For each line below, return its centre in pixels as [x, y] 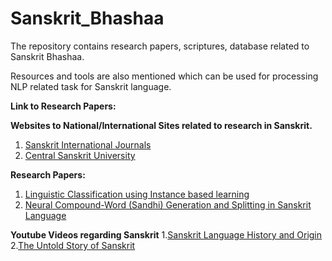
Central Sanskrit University [80, 155]
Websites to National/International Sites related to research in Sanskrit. [161, 125]
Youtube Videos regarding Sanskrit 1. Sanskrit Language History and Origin [166, 234]
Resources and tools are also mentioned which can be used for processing [164, 76]
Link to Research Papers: [63, 106]
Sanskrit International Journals [88, 144]
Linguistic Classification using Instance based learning [137, 194]
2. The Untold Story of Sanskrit [73, 245]
